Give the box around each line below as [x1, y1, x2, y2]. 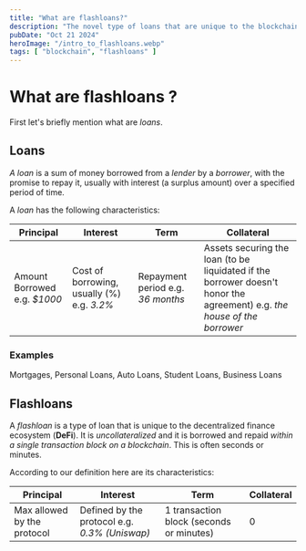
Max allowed [14, 504, 68, 516]
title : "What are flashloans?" [9, 13, 128, 23]
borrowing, [71, 275, 119, 288]
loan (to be [203, 253, 250, 265]
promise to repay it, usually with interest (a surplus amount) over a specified [9, 177, 295, 188]
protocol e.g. [79, 515, 134, 527]
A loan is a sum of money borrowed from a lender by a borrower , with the [9, 167, 285, 178]
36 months [138, 293, 185, 306]
